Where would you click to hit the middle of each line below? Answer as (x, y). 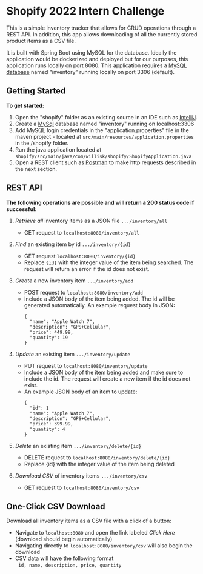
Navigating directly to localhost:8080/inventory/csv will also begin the (104, 546)
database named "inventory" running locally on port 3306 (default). (90, 72)
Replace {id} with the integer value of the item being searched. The (109, 262)
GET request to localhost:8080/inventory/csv (82, 487)
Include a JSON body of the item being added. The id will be (99, 299)
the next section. (36, 169)
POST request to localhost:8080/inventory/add (84, 292)
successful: (22, 209)
